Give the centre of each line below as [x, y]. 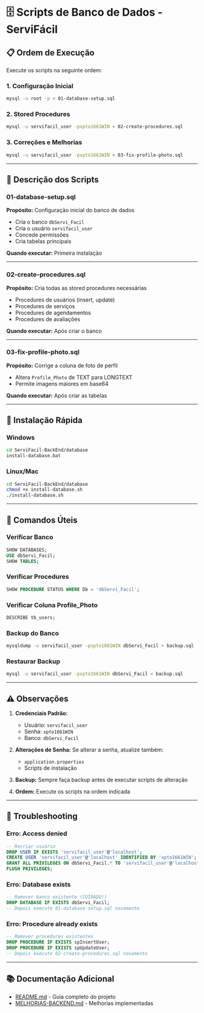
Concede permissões [42, 235]
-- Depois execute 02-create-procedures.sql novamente [77, 953]
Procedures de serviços [45, 306]
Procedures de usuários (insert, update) [65, 300]
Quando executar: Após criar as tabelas [57, 395]
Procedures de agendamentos [53, 313]
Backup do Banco [33, 633]
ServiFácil [32, 29]
